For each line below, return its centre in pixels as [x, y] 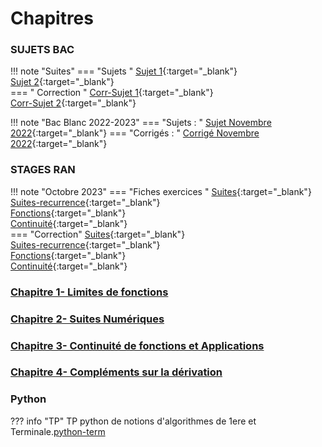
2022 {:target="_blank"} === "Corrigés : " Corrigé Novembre [135, 133]
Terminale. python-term [58, 431]
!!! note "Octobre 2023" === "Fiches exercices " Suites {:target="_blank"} [161, 191]
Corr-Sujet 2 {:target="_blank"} [73, 103]
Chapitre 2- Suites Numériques [87, 319]
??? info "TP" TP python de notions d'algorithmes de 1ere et [133, 421]
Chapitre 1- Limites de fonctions [89, 292]
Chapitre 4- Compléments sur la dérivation [116, 372]
